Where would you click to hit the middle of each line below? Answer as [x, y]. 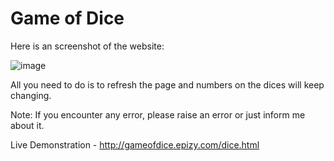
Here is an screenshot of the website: [87, 46]
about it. [27, 125]
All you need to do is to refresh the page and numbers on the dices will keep [167, 84]
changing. [31, 95]
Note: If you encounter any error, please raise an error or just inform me [158, 114]
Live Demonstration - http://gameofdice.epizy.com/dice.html [135, 144]
